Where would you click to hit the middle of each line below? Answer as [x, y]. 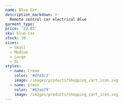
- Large [18, 57]
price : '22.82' [21, 29]
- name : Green [24, 85]
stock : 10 [16, 38]
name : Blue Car [21, 10]
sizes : [12, 43]
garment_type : [20, 24]
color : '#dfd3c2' [33, 76]
